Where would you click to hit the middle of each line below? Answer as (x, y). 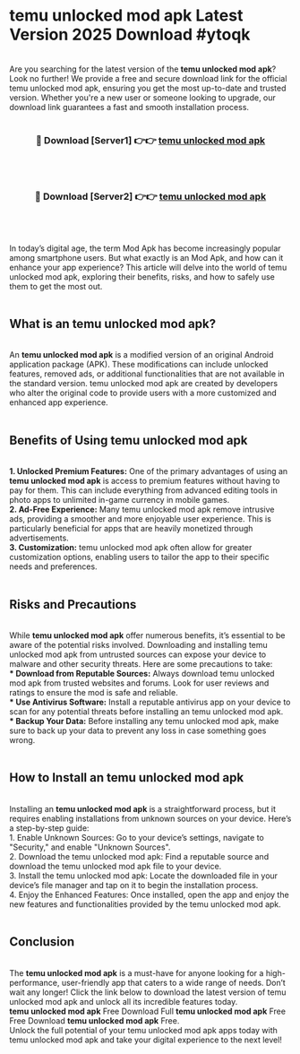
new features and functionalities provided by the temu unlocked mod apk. (146, 904)
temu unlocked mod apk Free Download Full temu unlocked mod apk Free (148, 1011)
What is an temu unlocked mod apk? (113, 324)
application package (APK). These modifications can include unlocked (139, 365)
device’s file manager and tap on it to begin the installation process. (134, 885)
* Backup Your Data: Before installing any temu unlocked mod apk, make (144, 721)
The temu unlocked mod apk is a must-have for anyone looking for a (137, 972)
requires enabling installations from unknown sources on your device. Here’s (150, 818)
